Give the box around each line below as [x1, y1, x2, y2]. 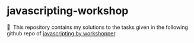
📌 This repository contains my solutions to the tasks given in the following [7, 24, 189, 31]
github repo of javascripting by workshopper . [7, 29, 117, 37]
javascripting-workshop [7, 4, 129, 18]
